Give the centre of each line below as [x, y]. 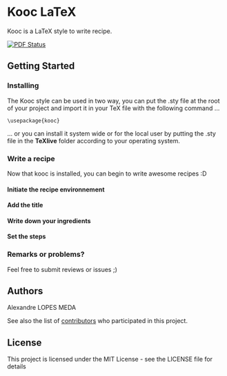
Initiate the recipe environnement [56, 189]
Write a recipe [31, 158]
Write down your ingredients [49, 220]
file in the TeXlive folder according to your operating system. [94, 140]
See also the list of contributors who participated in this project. [98, 321]
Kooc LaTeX [42, 12]
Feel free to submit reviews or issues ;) [62, 269]
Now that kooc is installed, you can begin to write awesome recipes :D [107, 174]
